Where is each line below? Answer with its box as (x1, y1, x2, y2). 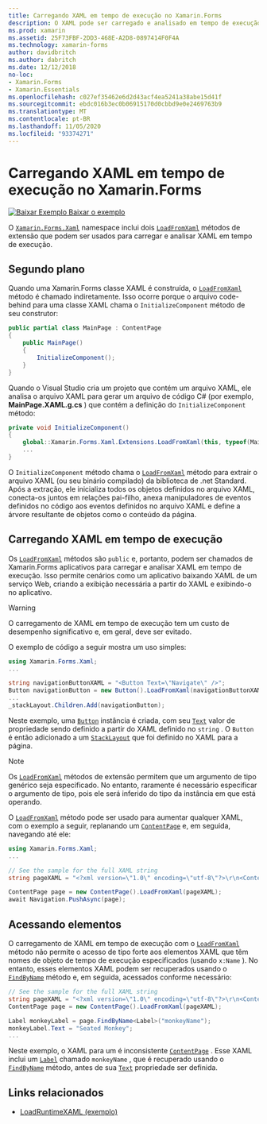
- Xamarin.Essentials (8, 85, 80, 94)
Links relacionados (8, 1086, 105, 1099)
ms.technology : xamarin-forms (8, 41, 109, 49)
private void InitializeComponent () (8, 423, 130, 431)
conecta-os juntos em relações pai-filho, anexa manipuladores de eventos (8, 492, 252, 502)
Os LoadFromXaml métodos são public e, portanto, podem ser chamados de (8, 554, 253, 563)
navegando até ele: (8, 829, 72, 839)
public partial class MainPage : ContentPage (8, 324, 161, 332)
